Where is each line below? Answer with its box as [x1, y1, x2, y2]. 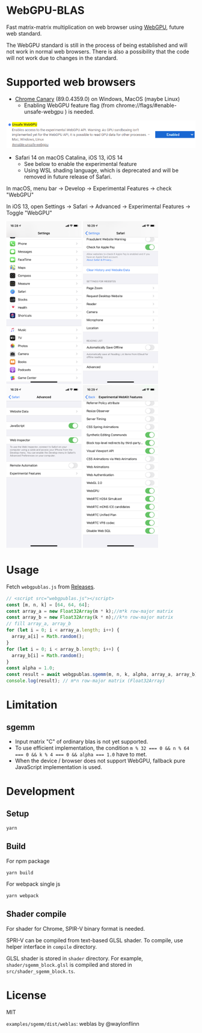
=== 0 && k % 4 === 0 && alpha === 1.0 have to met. [14, 751, 147, 758]
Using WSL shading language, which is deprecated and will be [23, 167, 179, 174]
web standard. [6, 29, 42, 37]
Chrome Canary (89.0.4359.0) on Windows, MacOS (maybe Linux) [14, 95, 180, 102]
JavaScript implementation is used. [14, 764, 102, 771]
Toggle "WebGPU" [6, 209, 52, 216]
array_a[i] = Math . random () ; [11, 634, 85, 640]
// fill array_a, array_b [6, 621, 71, 627]
